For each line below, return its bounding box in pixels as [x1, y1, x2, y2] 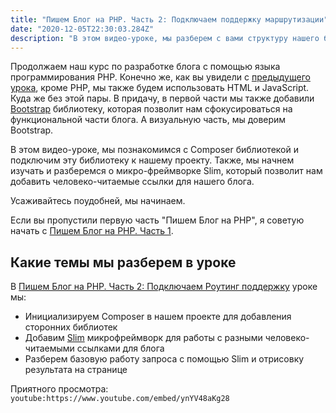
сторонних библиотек [24, 321, 118, 333]
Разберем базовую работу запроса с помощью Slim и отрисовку [24, 353, 305, 365]
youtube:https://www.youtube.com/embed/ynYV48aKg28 [10, 394, 230, 404]
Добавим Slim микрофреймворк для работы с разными [24, 332, 263, 344]
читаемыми [24, 342, 75, 355]
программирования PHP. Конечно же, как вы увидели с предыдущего [10, 71, 311, 83]
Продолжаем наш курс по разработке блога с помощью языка [10, 61, 281, 73]
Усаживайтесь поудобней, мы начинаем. [10, 195, 186, 207]
